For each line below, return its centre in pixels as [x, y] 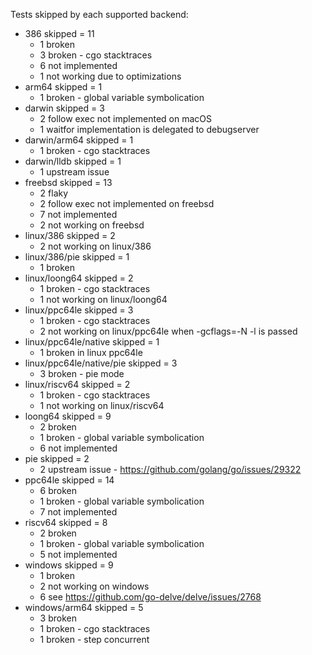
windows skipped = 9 [69, 565]
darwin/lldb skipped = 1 [73, 161]
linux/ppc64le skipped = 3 [79, 310]
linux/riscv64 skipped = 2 [77, 384]
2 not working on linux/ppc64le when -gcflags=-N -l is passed [168, 331]
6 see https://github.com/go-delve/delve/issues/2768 [150, 597]
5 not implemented [78, 554]
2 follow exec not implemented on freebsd [127, 203]
